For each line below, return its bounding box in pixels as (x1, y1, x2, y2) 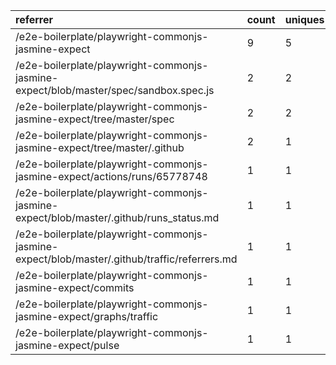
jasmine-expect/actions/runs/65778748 (15, 170, 208, 183)
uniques (284, 13, 325, 26)
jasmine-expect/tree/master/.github (15, 141, 185, 154)
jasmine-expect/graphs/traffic (15, 310, 159, 323)
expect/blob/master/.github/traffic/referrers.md (15, 252, 238, 266)
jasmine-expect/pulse (15, 339, 120, 352)
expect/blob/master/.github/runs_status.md (15, 211, 220, 224)
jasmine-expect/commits (15, 281, 135, 294)
